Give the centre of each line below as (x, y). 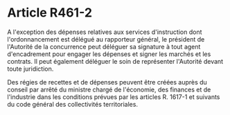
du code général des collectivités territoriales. (73, 104)
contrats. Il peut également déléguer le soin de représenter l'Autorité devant (115, 61)
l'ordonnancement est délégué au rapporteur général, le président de (106, 39)
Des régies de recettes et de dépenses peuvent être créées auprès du (107, 82)
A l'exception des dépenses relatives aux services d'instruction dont (105, 32)
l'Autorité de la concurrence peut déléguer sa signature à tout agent (104, 46)
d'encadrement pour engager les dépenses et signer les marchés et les (109, 54)
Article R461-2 (50, 13)
